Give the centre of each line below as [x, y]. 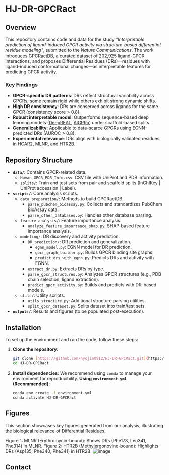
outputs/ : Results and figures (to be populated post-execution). [78, 311]
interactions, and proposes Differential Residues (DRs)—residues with [78, 61]
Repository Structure [39, 160]
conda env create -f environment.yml [52, 393]
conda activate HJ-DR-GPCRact [44, 398]
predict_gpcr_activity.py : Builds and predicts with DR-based [92, 285]
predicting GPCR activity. [31, 72]
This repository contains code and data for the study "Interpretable [75, 39]
